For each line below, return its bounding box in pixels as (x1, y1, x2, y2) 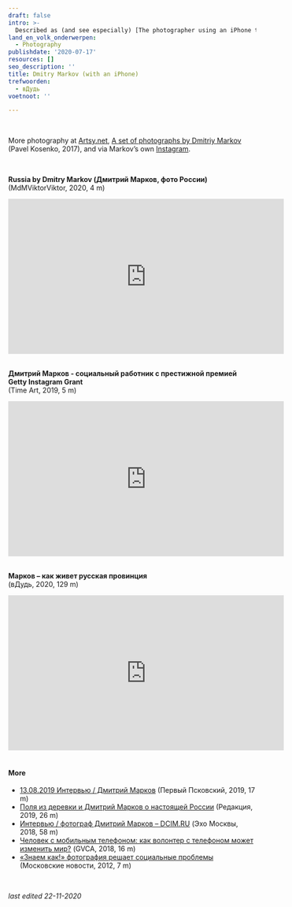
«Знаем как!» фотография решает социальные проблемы (19, 853, 214, 862)
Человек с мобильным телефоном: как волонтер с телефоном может (19, 836, 254, 846)
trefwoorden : (8, 77, 51, 85)
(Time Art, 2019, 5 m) (8, 385, 77, 395)
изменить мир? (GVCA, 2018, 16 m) (19, 844, 136, 853)
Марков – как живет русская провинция (8, 571, 147, 581)
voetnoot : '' (8, 92, 51, 100)
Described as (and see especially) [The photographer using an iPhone (15, 26, 252, 34)
